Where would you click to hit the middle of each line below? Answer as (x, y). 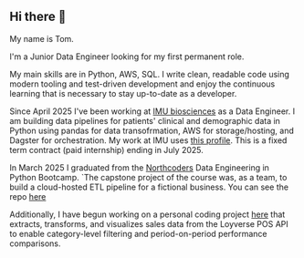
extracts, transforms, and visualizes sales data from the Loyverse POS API (149, 223)
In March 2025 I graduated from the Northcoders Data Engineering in (139, 167)
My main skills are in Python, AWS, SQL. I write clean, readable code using (150, 74)
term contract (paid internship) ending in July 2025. (106, 150)
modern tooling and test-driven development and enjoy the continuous (142, 84)
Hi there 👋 (38, 17)
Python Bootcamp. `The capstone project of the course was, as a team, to (148, 177)
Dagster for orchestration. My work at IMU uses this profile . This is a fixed (148, 140)
